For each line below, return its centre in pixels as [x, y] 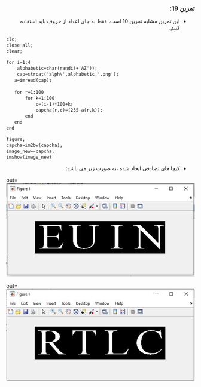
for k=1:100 [40, 99]
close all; [20, 45]
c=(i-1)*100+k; [54, 105]
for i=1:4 [19, 63]
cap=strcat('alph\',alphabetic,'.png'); [68, 75]
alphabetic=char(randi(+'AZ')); [57, 69]
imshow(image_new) [29, 157]
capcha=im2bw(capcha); [34, 145]
